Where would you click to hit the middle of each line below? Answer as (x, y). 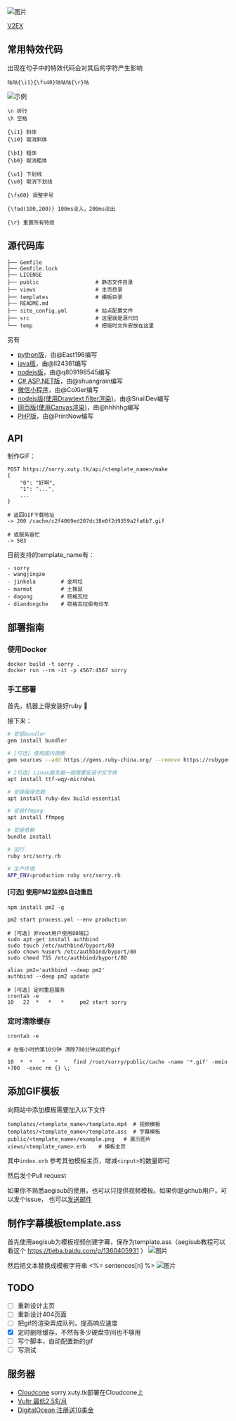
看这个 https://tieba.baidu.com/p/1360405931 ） (77, 1250)
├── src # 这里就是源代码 (73, 318)
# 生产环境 (21, 869)
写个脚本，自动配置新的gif (55, 1341)
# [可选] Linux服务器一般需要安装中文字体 (62, 773)
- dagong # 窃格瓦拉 (48, 597)
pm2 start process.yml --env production (67, 919)
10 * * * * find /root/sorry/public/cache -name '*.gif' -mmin (118, 1062)
